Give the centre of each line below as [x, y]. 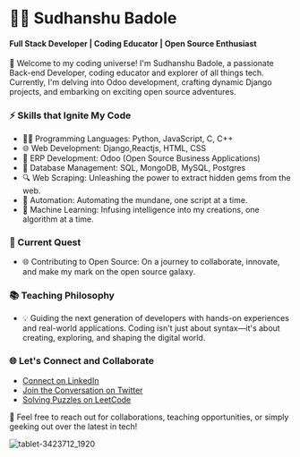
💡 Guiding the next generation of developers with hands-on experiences [155, 318]
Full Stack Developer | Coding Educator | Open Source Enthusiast [133, 43]
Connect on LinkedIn [60, 380]
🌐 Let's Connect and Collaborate [82, 361]
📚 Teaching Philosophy [62, 295]
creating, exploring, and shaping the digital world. [114, 338]
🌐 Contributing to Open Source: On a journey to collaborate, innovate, [151, 261]
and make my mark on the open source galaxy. [108, 271]
